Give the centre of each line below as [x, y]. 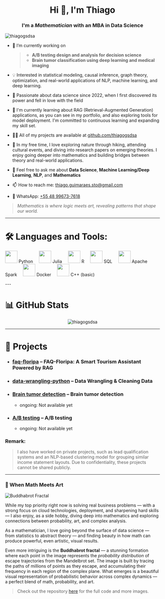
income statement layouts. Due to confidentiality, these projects [82, 462]
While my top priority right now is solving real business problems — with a [80, 505]
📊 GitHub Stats [37, 305]
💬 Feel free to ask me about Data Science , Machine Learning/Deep [81, 170]
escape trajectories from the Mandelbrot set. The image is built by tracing [80, 561]
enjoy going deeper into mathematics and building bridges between [81, 155]
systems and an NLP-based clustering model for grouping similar [83, 457]
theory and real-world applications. [48, 160]
